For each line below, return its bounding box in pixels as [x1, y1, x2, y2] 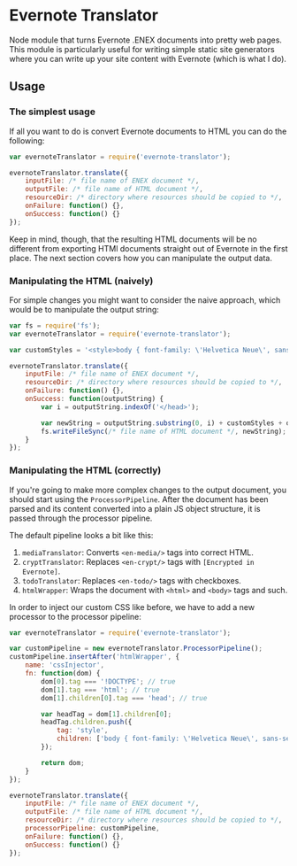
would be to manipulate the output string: [9, 304, 159, 314]
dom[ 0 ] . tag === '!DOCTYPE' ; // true [41, 677, 176, 686]
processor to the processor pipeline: [9, 611, 141, 622]
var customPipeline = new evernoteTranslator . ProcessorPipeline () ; [9, 644, 263, 653]
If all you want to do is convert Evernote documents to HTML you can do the [9, 126, 287, 136]
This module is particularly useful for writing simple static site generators [9, 43, 276, 54]
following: [9, 135, 45, 146]
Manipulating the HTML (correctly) [9, 464, 162, 476]
